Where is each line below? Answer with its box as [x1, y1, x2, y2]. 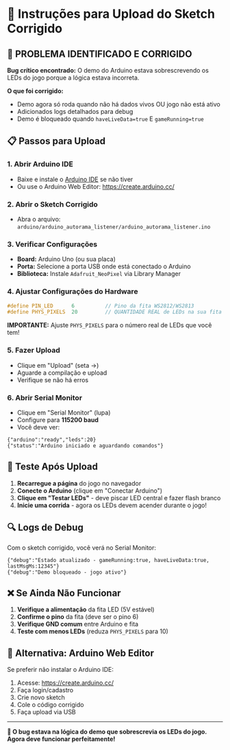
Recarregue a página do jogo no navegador [16, 479, 142, 487]
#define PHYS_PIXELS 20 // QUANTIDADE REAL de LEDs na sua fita [7, 309, 222, 316]
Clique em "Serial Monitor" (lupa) [16, 408, 111, 417]
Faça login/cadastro [16, 686, 74, 694]
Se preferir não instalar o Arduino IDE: [7, 666, 114, 674]
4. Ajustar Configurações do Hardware [7, 287, 138, 296]
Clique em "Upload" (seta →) [16, 361, 99, 369]
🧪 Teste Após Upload [7, 461, 98, 473]
